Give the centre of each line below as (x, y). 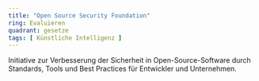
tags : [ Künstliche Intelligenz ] (65, 38)
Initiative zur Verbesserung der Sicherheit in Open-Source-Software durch (129, 60)
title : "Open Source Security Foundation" (79, 15)
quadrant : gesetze (38, 30)
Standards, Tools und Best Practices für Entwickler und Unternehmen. (123, 69)
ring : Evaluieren (37, 23)
